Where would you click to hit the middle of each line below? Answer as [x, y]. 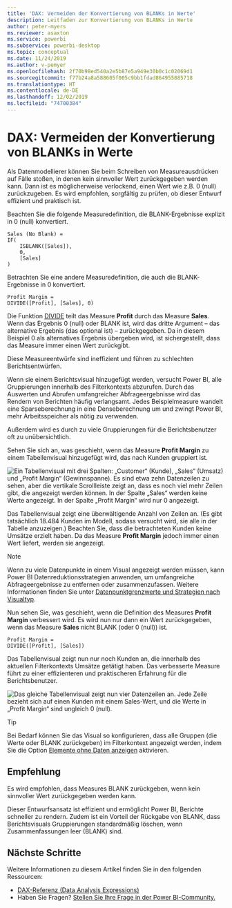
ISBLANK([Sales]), [46, 246]
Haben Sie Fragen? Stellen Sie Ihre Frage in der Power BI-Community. [116, 898]
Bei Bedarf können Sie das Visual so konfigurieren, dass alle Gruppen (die [112, 735]
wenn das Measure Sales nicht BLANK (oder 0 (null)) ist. [87, 627]
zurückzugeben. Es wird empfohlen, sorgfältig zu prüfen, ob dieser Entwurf [115, 193]
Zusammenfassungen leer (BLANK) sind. [65, 831]
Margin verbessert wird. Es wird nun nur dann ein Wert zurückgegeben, [109, 619]
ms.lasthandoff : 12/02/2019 [48, 97]
